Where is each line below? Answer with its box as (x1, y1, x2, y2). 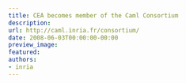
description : (8, 19, 51, 27)
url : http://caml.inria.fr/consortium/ (8, 26, 140, 34)
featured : (8, 48, 41, 56)
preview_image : (8, 41, 59, 49)
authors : (8, 56, 37, 64)
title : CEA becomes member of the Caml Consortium (8, 11, 179, 20)
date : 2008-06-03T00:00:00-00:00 (8, 33, 119, 42)
